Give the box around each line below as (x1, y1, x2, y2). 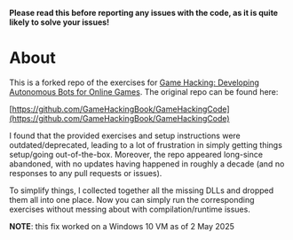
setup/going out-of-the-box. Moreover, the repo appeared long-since (9, 149, 264, 159)
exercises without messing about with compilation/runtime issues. (9, 204, 250, 214)
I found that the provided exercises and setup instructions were (9, 130, 242, 141)
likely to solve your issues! (9, 17, 110, 27)
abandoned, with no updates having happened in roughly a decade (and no (9, 159, 285, 169)
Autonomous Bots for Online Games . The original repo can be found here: (9, 86, 279, 97)
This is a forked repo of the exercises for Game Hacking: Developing (9, 77, 260, 88)
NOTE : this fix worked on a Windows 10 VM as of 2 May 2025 (9, 221, 235, 231)
